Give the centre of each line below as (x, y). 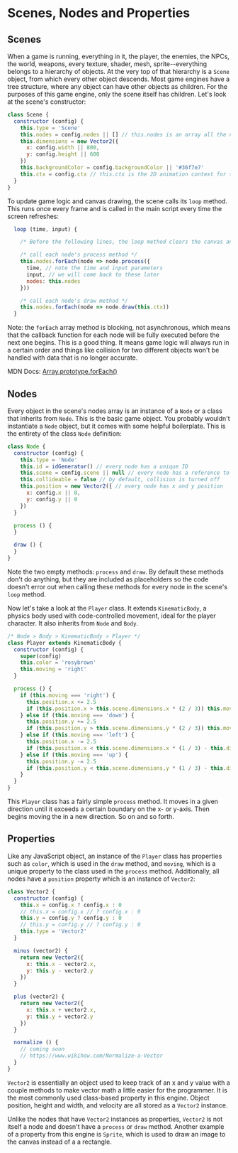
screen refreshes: (33, 216)
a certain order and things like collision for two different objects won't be (113, 350)
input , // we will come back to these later (93, 274)
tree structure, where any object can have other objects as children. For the (118, 86)
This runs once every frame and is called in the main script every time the (115, 208)
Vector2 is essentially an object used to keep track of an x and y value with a (119, 1083)
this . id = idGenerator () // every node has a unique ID (104, 466)
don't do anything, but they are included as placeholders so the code (108, 579)
